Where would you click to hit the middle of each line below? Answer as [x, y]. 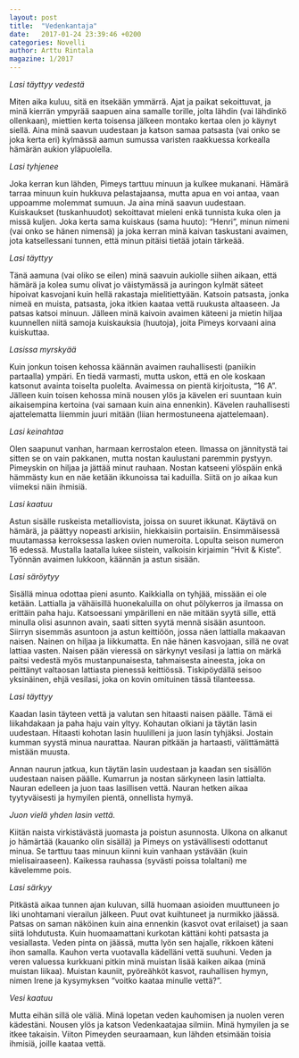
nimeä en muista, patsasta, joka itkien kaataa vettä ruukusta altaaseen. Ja [145, 304]
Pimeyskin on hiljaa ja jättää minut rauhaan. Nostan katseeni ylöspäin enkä [146, 468]
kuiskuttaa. [29, 332]
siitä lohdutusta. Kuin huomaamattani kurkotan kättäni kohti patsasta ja [139, 933]
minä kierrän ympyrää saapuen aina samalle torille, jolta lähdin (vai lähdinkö [148, 111]
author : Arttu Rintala [51, 51]
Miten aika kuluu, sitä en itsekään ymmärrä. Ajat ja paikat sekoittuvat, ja [141, 102]
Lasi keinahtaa [37, 431]
